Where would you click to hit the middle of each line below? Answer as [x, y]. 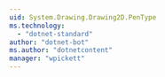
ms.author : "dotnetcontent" [61, 50]
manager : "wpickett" [47, 58]
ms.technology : [37, 26]
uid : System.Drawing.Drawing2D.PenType [83, 17]
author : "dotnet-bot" [49, 42]
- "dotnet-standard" [55, 34]
